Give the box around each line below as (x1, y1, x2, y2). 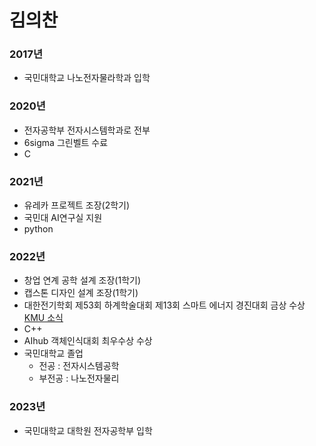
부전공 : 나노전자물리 (38, 372, 120, 385)
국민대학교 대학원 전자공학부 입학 (23, 424, 153, 436)
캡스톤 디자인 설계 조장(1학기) (23, 287, 139, 299)
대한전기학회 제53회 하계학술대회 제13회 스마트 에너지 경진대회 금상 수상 (23, 299, 306, 311)
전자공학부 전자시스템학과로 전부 (23, 124, 151, 136)
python (23, 223, 54, 235)
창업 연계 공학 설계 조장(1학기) (23, 274, 142, 286)
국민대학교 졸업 (23, 347, 84, 360)
